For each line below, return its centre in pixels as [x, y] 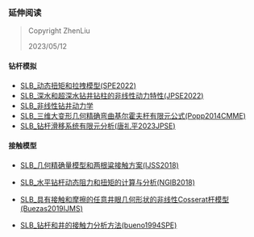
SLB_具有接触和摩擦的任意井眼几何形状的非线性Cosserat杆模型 [125, 199]
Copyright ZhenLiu [59, 31]
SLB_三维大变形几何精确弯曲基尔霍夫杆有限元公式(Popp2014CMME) [133, 115]
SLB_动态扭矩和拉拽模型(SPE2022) [78, 85]
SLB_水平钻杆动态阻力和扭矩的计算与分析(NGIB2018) [108, 182]
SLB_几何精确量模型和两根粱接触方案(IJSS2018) [99, 165]
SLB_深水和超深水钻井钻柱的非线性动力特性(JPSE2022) [112, 95]
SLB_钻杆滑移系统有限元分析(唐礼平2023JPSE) [98, 126]
